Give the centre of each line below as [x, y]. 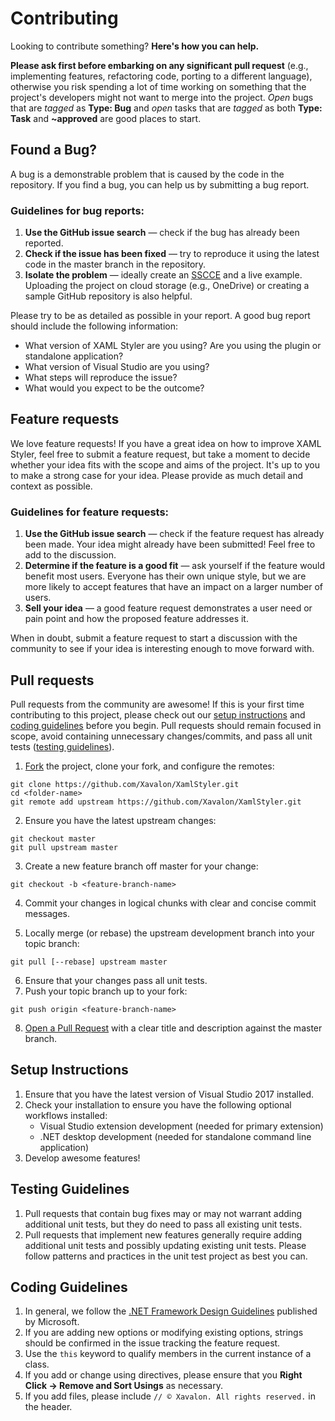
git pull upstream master [64, 847]
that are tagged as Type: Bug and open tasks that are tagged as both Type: [166, 108]
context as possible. [51, 486]
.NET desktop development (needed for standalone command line [175, 1136]
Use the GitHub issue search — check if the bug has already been [162, 233]
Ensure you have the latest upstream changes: [120, 820]
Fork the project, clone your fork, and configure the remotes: [149, 766]
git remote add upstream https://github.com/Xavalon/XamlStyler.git [156, 802]
